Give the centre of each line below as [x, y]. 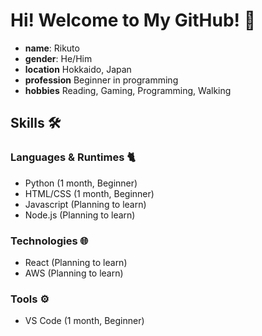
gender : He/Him [58, 58]
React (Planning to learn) [76, 262]
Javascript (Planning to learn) [85, 204]
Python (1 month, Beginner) [81, 183]
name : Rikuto [52, 48]
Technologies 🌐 [49, 241]
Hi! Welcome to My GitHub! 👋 [133, 20]
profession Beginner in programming [101, 80]
